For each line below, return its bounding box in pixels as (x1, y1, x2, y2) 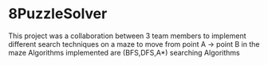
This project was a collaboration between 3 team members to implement (8, 31, 246, 40)
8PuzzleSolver (8, 5, 108, 23)
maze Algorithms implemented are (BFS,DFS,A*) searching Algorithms (8, 48, 241, 57)
